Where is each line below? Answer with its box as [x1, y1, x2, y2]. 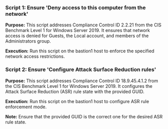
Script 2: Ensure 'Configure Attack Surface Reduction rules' [5, 66, 156, 73]
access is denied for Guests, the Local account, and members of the [5, 33, 149, 39]
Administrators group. [5, 38, 51, 44]
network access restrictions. [5, 53, 65, 59]
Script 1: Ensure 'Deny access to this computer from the [5, 4, 146, 11]
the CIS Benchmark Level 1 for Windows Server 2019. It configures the [5, 83, 153, 89]
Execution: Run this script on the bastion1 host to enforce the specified [5, 48, 154, 54]
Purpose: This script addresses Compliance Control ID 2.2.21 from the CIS [5, 22, 162, 28]
